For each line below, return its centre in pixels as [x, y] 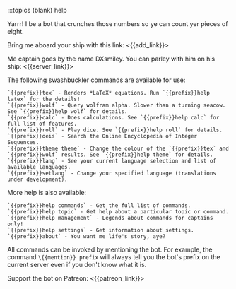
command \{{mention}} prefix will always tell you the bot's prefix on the [114, 257]
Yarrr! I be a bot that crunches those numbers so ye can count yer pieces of [118, 24]
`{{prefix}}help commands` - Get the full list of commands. [99, 206]
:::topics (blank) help [37, 10]
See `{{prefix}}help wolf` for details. [68, 112]
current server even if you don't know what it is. [77, 265]
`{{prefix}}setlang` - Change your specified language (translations [112, 173]
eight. [16, 31]
